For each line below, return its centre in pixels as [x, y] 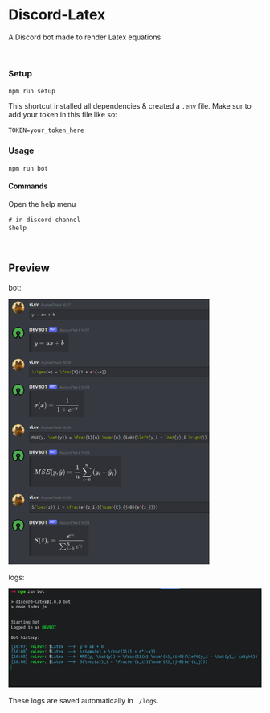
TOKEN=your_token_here [46, 130]
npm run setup [32, 91]
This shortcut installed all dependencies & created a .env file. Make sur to [130, 106]
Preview [29, 268]
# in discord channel [45, 220]
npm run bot [28, 168]
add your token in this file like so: [63, 115]
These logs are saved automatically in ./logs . [84, 701]
